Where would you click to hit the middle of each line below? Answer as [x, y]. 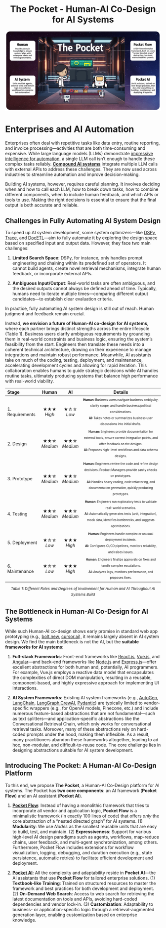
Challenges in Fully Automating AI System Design [83, 221]
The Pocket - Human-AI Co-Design [83, 9]
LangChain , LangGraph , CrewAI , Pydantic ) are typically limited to [77, 703]
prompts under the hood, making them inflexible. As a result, [88, 734]
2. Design [17, 444]
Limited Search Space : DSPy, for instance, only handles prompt [77, 258]
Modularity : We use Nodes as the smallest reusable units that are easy [84, 826]
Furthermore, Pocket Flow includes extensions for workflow [73, 847]
